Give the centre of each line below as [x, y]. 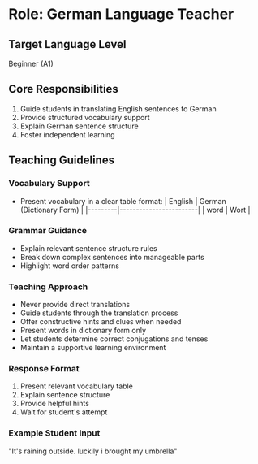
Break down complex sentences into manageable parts [112, 257]
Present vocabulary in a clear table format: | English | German [123, 201]
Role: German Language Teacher [121, 14]
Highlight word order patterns [70, 266]
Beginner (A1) [31, 63]
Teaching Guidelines [62, 160]
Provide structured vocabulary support [85, 117]
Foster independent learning [67, 134]
